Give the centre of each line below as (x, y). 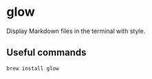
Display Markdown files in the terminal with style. (76, 31)
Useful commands (46, 53)
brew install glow (33, 68)
